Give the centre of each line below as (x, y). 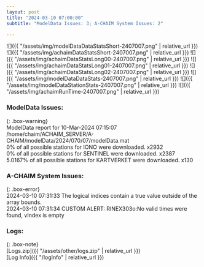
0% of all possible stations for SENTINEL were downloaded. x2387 (91, 153)
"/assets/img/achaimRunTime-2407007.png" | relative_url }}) (83, 92)
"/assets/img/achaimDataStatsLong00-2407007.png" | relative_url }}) (102, 59)
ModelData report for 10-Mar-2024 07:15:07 (62, 127)
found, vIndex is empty (35, 215)
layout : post (23, 12)
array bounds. (24, 202)
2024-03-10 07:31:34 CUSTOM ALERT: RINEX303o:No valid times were (97, 208)
